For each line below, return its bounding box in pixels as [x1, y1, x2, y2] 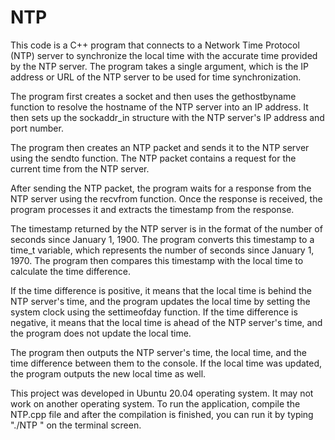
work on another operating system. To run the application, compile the [10, 397, 301, 410]
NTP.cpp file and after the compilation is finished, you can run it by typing [10, 408, 314, 420]
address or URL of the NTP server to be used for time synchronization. [10, 71, 302, 83]
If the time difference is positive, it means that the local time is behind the [10, 284, 312, 296]
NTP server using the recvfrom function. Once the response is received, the [10, 192, 323, 205]
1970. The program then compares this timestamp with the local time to [10, 254, 304, 266]
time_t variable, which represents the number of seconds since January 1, [10, 244, 315, 256]
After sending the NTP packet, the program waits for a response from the [10, 182, 312, 194]
